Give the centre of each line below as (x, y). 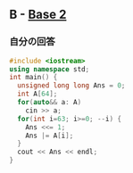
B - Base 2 (38, 15)
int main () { (33, 78)
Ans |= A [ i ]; (50, 136)
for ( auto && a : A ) (50, 103)
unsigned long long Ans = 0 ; (71, 86)
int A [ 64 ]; (37, 94)
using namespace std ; (50, 69)
